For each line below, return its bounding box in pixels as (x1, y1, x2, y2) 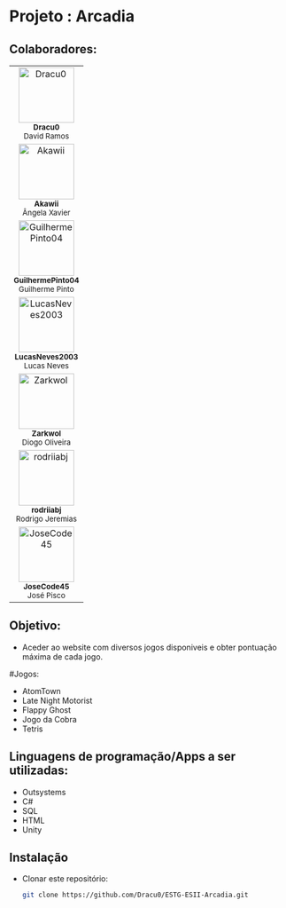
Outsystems (21, 786, 66, 797)
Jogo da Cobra (21, 714, 77, 724)
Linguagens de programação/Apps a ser (9, 749, 236, 764)
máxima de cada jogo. (21, 651, 104, 662)
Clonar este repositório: (21, 873, 109, 884)
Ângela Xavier (21, 208, 71, 217)
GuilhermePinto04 (13, 275, 80, 285)
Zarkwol (31, 429, 62, 438)
